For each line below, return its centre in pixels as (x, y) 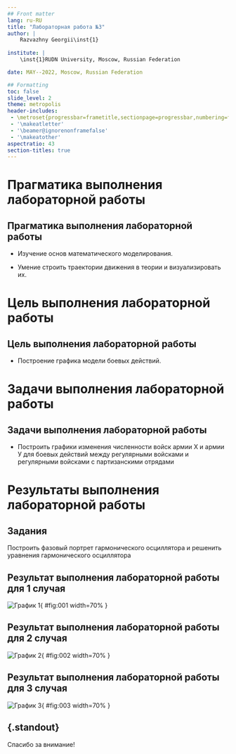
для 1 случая (36, 589)
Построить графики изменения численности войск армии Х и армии (121, 447)
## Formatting (28, 85)
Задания (27, 531)
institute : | (26, 53)
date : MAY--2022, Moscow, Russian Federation (75, 72)
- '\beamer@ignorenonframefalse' (59, 131)
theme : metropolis (34, 105)
